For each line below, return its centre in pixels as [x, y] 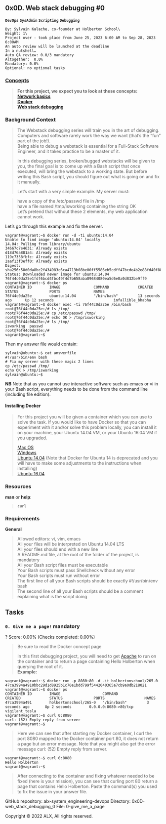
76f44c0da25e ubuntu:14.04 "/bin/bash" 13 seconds [83, 296]
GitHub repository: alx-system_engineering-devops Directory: [68, 801]
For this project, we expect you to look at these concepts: [77, 91]
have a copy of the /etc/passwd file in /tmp [61, 201]
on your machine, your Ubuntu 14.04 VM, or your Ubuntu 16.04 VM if [87, 432]
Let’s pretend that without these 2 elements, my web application [83, 211]
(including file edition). [28, 394]
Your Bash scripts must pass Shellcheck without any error [76, 571]
